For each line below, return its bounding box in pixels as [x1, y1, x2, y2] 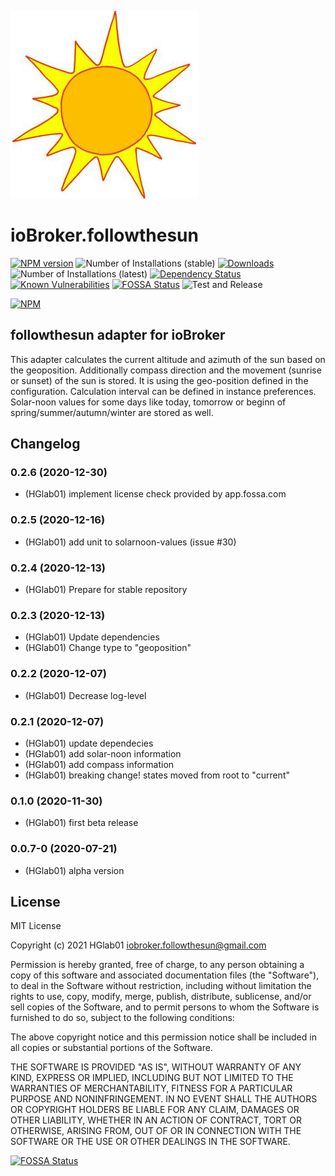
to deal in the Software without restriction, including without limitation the [10, 980, 312, 992]
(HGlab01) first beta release [24, 817, 139, 829]
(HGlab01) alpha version [24, 864, 125, 876]
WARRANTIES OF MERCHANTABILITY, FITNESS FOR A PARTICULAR [10, 1082, 293, 1095]
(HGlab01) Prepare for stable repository [24, 584, 188, 596]
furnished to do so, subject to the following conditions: [10, 1012, 235, 1024]
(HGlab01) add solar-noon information [24, 747, 182, 760]
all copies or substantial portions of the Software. [10, 1042, 213, 1054]
